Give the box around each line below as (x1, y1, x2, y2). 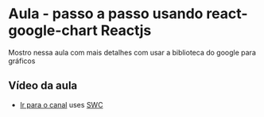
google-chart (8, 21, 98, 40)
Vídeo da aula (8, 79, 78, 92)
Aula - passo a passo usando (8, 5, 204, 23)
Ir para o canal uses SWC (19, 100, 103, 109)
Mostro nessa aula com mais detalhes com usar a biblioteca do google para (8, 47, 256, 57)
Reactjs (100, 21, 152, 40)
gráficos (8, 56, 36, 66)
